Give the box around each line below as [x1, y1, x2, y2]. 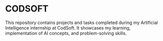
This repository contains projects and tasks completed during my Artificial [5, 19, 158, 25]
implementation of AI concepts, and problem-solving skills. [5, 30, 127, 36]
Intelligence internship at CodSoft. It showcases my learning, [5, 24, 131, 30]
